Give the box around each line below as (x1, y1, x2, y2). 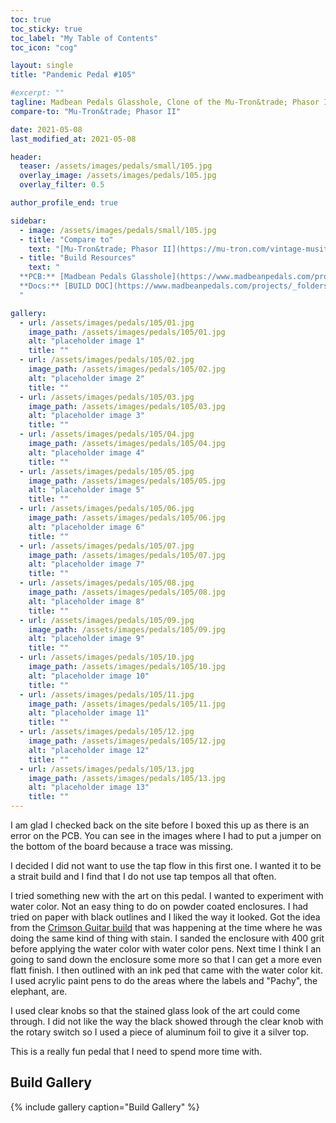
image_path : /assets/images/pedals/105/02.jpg (28, 364, 226, 374)
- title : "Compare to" (19, 234, 114, 245)
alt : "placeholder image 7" (28, 559, 145, 570)
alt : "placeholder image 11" (28, 708, 150, 718)
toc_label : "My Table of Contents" (10, 33, 159, 43)
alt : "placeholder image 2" (28, 373, 145, 383)
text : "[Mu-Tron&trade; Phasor (28, 244, 159, 254)
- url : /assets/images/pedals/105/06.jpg (19, 504, 195, 514)
